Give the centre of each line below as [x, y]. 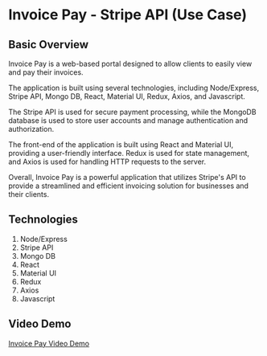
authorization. [31, 129]
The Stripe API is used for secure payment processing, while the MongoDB [132, 112]
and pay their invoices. [46, 72]
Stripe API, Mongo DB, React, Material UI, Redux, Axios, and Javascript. [127, 96]
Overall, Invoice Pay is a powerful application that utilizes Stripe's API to [127, 177]
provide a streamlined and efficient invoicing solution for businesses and [129, 186]
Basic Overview [49, 45]
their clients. [29, 194]
